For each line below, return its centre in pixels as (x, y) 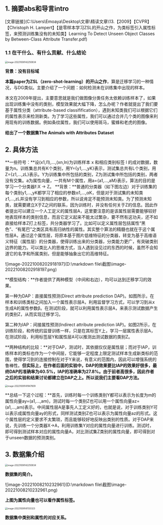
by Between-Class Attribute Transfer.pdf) (46, 39)
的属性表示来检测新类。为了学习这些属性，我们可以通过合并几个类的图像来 (79, 117)
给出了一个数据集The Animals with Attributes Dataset (59, 133)
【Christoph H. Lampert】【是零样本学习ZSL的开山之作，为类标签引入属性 (78, 27)
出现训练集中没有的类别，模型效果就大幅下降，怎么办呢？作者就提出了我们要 (81, 104)
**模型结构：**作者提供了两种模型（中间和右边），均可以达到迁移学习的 (76, 279)
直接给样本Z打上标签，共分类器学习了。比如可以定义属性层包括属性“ (73, 223)
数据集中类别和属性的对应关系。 (37, 517)
